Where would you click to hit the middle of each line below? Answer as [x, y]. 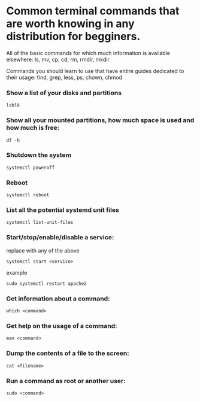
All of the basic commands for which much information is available [88, 53]
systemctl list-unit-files [40, 223]
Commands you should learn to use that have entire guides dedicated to [95, 71]
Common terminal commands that [93, 11]
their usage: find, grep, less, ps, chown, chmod [64, 77]
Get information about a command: [58, 299]
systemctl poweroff [31, 168]
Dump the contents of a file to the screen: [68, 353]
